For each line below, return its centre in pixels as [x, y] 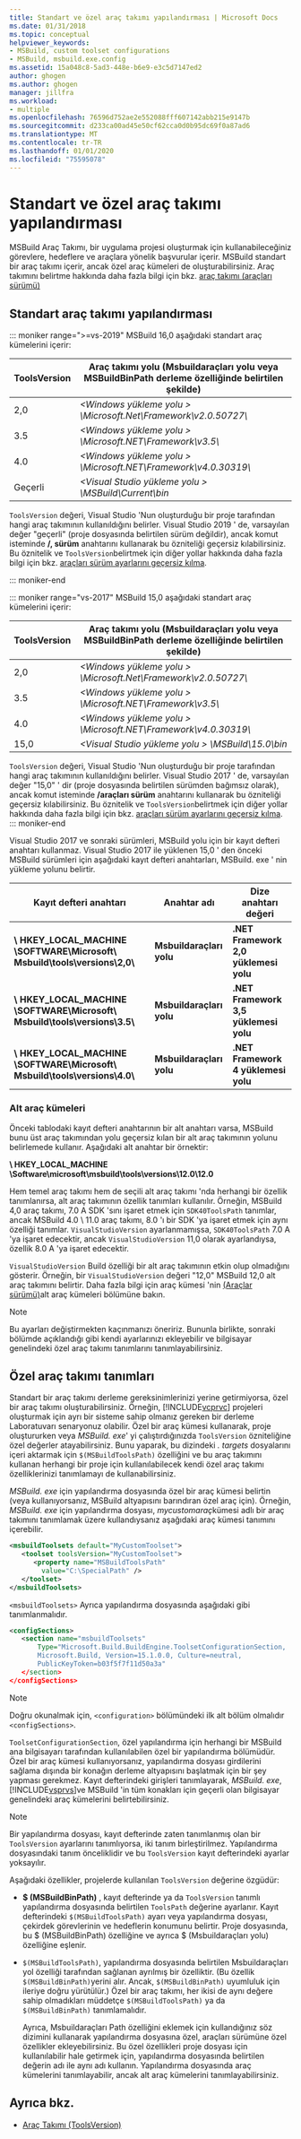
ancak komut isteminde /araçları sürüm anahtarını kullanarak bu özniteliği [145, 795]
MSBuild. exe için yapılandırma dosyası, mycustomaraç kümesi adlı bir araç [147, 1511]
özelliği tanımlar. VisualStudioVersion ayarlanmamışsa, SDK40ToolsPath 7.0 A [150, 1229]
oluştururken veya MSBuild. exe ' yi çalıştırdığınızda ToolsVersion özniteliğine [150, 1436]
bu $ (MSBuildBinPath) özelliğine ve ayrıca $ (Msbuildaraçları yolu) [145, 1935]
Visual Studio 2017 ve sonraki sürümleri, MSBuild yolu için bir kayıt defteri [145, 841]
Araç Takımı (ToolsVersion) [72, 2125]
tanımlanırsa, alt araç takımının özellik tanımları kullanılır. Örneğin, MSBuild [146, 1200]
